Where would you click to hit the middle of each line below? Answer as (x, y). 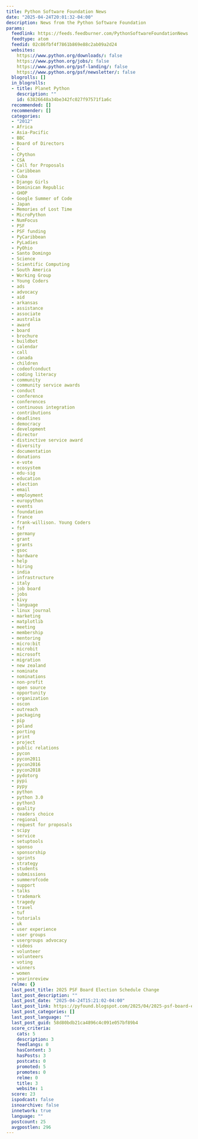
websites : (23, 50)
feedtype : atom (30, 39)
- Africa (22, 127)
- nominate (25, 671)
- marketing (26, 616)
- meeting (23, 627)
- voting (22, 962)
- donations (26, 457)
